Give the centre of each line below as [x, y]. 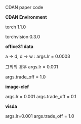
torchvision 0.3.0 [23, 37]
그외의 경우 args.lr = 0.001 [32, 67]
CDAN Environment [26, 17]
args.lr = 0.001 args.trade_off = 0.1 [41, 96]
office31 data [19, 47]
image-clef [17, 87]
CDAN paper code [24, 7]
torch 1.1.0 [16, 27]
